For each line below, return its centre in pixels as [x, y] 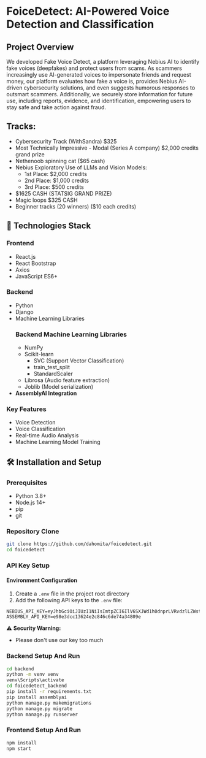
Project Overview [40, 47]
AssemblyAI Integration [46, 393]
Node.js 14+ [30, 503]
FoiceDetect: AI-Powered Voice [88, 11]
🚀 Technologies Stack [49, 226]
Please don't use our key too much [59, 640]
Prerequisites [27, 483]
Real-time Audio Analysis [47, 435]
